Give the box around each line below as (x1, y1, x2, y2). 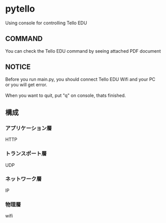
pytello (5, 3, 35, 15)
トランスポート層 (5, 150, 47, 157)
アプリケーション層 (5, 125, 52, 132)
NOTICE (5, 63, 31, 71)
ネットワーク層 (5, 175, 42, 182)
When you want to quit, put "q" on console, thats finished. (5, 92, 126, 98)
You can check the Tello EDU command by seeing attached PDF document (5, 48, 161, 54)
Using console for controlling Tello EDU (5, 20, 88, 26)
